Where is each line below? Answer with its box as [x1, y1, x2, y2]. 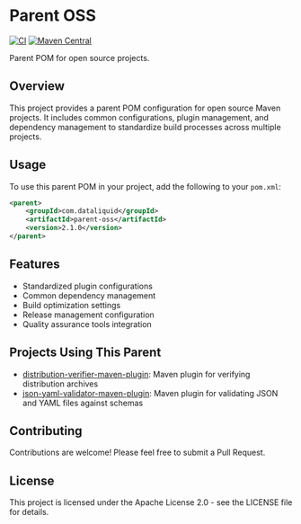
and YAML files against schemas [22, 397, 144, 408]
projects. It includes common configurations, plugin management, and [9, 111, 270, 122]
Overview [9, 78, 66, 94]
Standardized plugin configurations [22, 280, 153, 291]
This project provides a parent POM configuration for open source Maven [9, 102, 281, 113]
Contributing [9, 423, 83, 439]
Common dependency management [22, 289, 156, 301]
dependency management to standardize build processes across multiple [9, 121, 281, 132]
